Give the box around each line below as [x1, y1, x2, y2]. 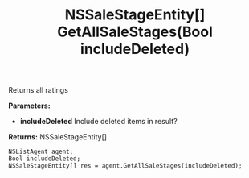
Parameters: [8, 101, 51, 110]
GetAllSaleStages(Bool [57, 23, 213, 41]
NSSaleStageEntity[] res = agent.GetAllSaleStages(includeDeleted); [8, 162, 243, 170]
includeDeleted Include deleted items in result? [19, 117, 178, 126]
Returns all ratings [8, 85, 68, 95]
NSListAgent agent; [8, 147, 74, 156]
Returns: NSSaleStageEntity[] [8, 132, 107, 142]
